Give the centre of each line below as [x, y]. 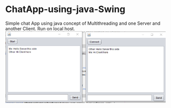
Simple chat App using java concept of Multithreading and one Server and [83, 23]
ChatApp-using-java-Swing [65, 9]
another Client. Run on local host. [40, 28]
